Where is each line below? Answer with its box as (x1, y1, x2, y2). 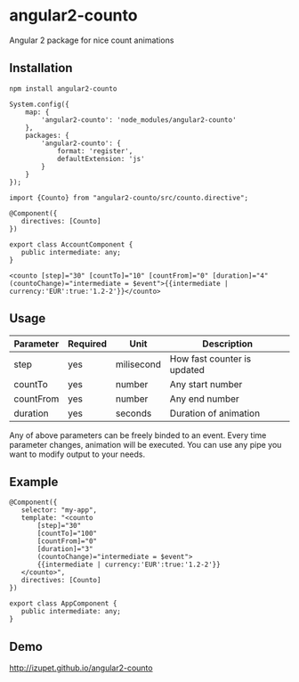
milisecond (115, 358, 162, 370)
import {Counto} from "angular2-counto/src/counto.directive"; (9, 193, 249, 202)
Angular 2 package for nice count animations (9, 35, 174, 45)
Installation (9, 61, 73, 76)
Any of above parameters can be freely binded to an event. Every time (9, 429, 267, 441)
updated (169, 363, 205, 376)
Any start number (169, 378, 243, 390)
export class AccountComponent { (9, 240, 133, 249)
